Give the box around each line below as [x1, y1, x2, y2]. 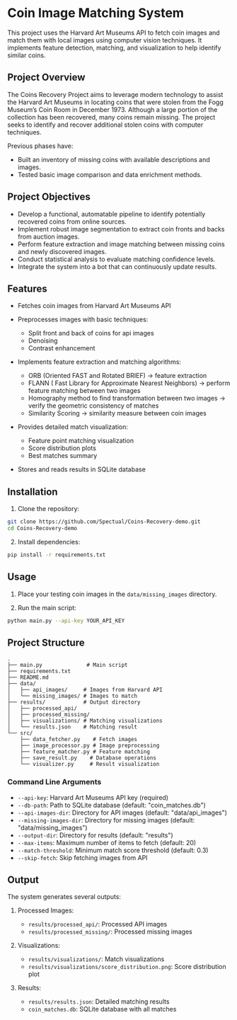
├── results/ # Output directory [7, 699, 141, 706]
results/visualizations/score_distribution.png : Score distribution [28, 963, 226, 971]
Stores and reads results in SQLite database [17, 465, 146, 474]
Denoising [28, 336, 58, 345]
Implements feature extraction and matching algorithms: [17, 357, 182, 366]
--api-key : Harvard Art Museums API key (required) [17, 793, 168, 801]
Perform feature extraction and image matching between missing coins [17, 239, 225, 248]
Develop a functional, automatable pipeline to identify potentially [17, 210, 206, 218]
